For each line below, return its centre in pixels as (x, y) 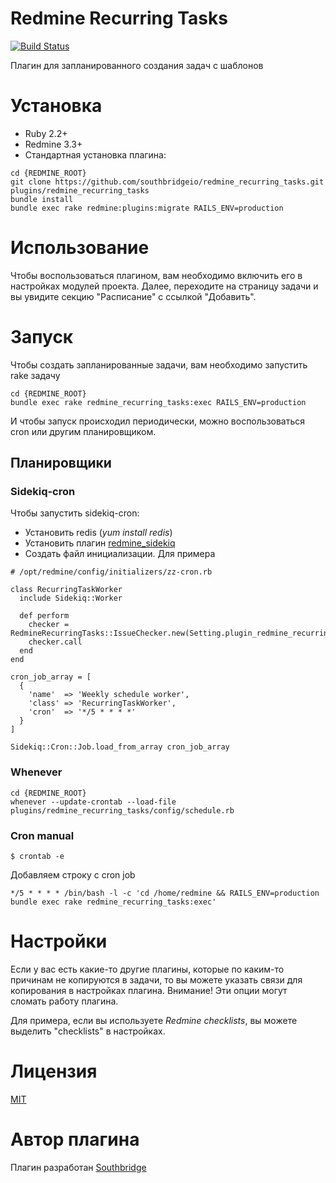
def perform (44, 616)
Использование (80, 248)
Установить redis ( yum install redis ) (98, 533)
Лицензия (54, 1071)
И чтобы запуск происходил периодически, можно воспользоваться (158, 421)
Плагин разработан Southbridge (78, 1167)
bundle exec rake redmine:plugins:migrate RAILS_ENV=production (147, 208)
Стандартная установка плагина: (95, 154)
